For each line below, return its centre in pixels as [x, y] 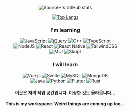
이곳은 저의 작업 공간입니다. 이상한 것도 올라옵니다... [65, 93]
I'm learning [65, 30]
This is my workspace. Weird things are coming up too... [65, 104]
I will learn [65, 65]
